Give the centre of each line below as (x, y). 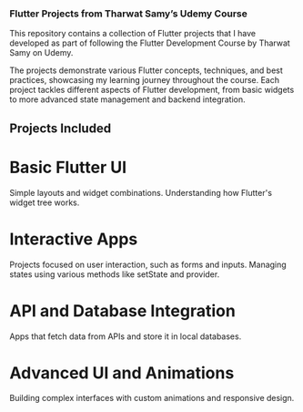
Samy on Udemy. (41, 53)
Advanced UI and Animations (122, 373)
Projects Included (61, 128)
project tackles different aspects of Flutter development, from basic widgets (152, 90)
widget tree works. (45, 202)
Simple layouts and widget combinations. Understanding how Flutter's (141, 192)
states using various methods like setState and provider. (115, 274)
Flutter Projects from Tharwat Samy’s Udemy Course (128, 14)
